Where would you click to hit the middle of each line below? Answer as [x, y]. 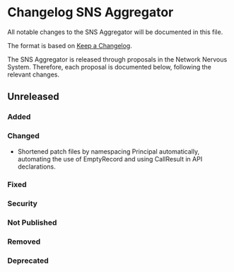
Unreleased [34, 97]
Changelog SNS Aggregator [90, 12]
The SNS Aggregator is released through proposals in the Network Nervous [117, 59]
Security [22, 204]
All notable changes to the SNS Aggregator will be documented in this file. [115, 32]
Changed [24, 136]
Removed [24, 242]
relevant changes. [34, 74]
